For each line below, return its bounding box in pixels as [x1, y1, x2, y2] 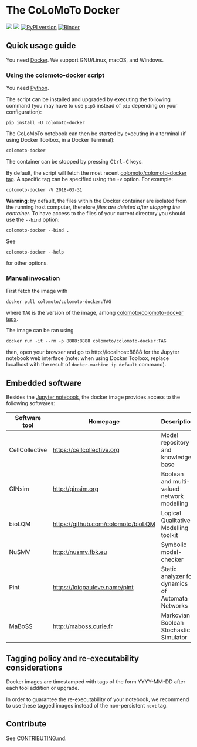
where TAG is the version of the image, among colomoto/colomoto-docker [6, 309, 184, 316]
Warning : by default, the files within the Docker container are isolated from [6, 198, 188, 205]
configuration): [6, 108, 42, 115]
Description [161, 418, 195, 426]
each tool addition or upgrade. [6, 684, 79, 691]
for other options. [6, 259, 49, 266]
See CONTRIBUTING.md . [6, 735, 67, 742]
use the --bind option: [6, 216, 60, 224]
